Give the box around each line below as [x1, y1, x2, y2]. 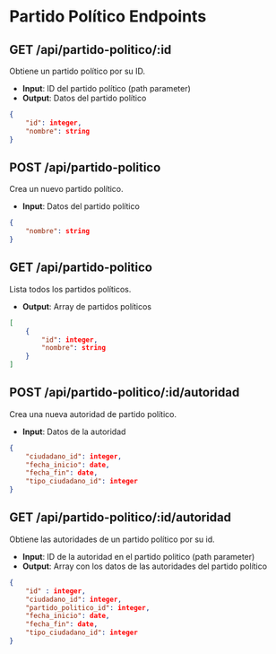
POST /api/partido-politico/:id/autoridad [9, 385, 240, 400]
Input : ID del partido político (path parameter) [22, 83, 191, 93]
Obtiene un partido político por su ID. [9, 65, 146, 76]
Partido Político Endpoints [9, 6, 207, 27]
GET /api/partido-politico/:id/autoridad [9, 510, 231, 526]
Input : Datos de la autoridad [22, 426, 126, 437]
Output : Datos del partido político [22, 92, 147, 103]
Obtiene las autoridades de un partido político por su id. [9, 534, 215, 545]
